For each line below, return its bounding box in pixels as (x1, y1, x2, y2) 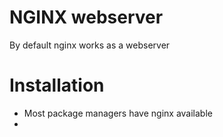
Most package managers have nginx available (23, 107, 213, 119)
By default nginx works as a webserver (9, 39, 171, 51)
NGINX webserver (9, 6, 164, 29)
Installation (9, 74, 105, 97)
